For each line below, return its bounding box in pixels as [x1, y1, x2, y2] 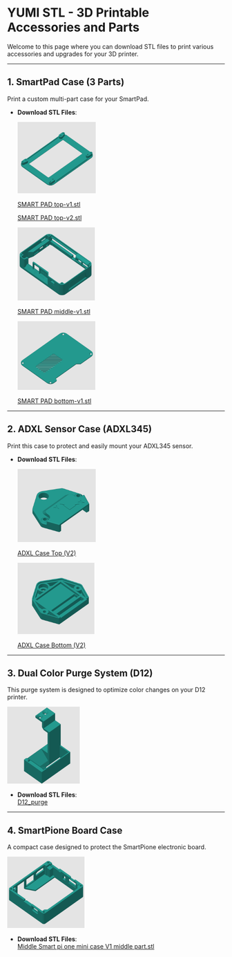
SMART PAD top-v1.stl [17, 200, 81, 208]
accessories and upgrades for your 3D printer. [7, 50, 139, 58]
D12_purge [17, 798, 48, 806]
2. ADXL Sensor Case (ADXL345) [7, 423, 152, 435]
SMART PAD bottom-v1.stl [17, 396, 92, 405]
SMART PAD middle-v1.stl [17, 307, 91, 315]
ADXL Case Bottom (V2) [17, 641, 86, 649]
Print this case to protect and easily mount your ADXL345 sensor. [7, 441, 193, 450]
